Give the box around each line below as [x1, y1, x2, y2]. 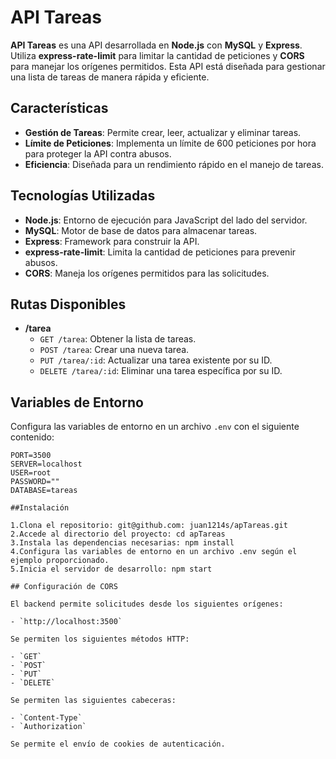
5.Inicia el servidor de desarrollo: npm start [10, 564, 213, 575]
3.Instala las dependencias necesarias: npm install [10, 538, 235, 548]
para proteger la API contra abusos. [24, 147, 172, 160]
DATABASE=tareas [10, 486, 78, 496]
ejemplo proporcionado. [10, 556, 110, 566]
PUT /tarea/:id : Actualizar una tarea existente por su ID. [39, 354, 273, 366]
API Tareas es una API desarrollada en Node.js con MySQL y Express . [10, 39, 303, 51]
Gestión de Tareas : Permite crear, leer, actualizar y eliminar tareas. [24, 126, 302, 138]
